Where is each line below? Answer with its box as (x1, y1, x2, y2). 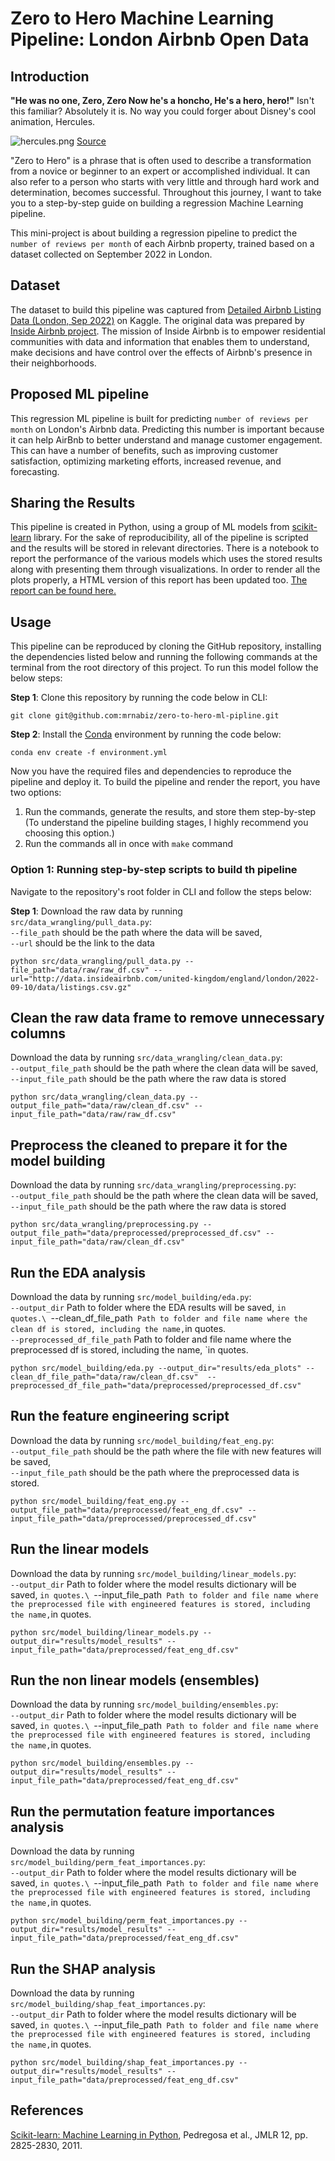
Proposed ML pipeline (10, 386, 150, 403)
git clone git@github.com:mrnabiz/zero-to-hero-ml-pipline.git (10, 711, 280, 721)
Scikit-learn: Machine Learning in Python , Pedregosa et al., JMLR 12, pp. (10, 2128, 308, 2141)
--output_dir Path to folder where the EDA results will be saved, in (10, 1301, 287, 1313)
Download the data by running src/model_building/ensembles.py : (10, 1698, 279, 1711)
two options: (10, 787, 62, 799)
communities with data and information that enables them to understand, (10, 335, 310, 347)
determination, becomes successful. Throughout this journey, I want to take (10, 187, 322, 198)
